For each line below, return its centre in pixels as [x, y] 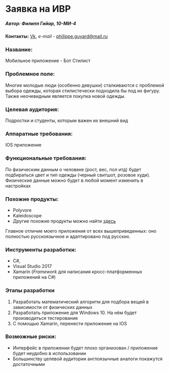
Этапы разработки [30, 291]
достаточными [29, 364]
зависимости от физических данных [52, 307]
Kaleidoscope [27, 215]
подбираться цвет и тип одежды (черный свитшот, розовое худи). [78, 175]
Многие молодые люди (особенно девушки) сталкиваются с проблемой [85, 85]
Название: [19, 50]
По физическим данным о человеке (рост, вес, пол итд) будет [73, 169]
